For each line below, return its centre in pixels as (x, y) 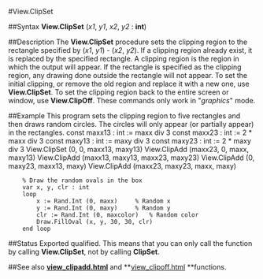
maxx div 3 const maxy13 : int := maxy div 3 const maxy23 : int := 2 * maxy (130, 141)
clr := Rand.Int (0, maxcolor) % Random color (118, 215)
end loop (37, 229)
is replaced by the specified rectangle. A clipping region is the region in (124, 59)
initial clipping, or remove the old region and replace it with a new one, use (129, 84)
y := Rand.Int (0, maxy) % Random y (104, 208)
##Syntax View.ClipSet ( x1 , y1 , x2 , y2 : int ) (78, 26)
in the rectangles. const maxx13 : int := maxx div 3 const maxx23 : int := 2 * (130, 132)
